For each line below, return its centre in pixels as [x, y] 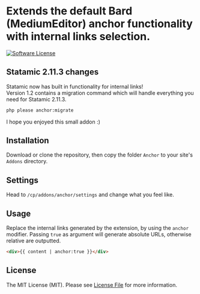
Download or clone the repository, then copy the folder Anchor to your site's [100, 155]
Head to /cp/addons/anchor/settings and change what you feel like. [90, 195]
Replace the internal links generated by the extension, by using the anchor [98, 228]
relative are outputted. [34, 241]
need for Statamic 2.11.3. [36, 99]
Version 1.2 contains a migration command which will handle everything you [100, 93]
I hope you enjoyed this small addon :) [53, 122]
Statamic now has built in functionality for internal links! [75, 86]
